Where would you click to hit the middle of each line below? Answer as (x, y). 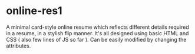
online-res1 (34, 11)
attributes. (19, 46)
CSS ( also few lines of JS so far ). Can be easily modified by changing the (96, 39)
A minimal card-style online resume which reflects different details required (98, 27)
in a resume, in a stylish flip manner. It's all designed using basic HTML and (97, 33)
